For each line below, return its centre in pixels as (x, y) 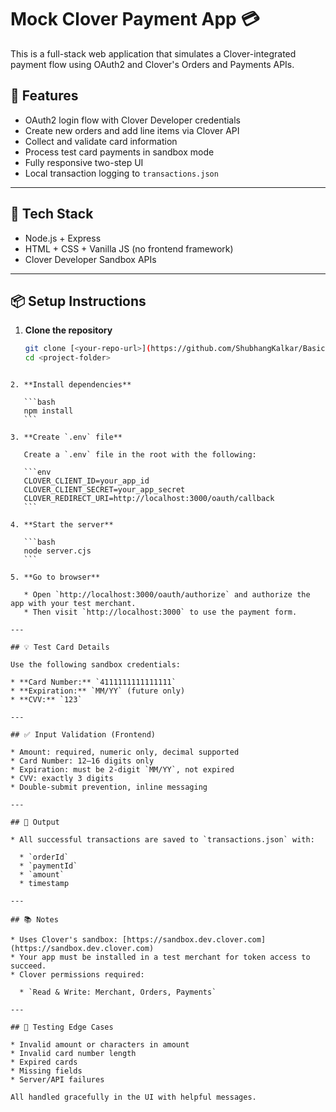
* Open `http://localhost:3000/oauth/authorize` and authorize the (167, 595)
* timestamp (44, 884)
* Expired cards (44, 1062)
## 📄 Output (35, 822)
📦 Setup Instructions (78, 301)
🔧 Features (44, 96)
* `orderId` (44, 857)
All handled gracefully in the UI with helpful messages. (133, 1097)
